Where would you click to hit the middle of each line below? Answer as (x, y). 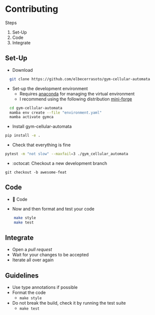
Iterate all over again (33, 260)
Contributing (32, 9)
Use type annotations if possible (45, 287)
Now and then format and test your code (53, 209)
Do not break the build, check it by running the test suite (69, 303)
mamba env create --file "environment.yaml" (56, 112)
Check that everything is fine (41, 145)
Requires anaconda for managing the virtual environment (77, 94)
